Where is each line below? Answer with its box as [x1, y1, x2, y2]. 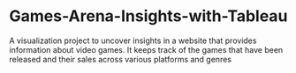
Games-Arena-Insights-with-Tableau [9, 6, 288, 26]
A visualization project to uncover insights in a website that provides [9, 35, 257, 46]
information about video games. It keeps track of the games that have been [9, 44, 284, 55]
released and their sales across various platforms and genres [9, 54, 232, 64]
